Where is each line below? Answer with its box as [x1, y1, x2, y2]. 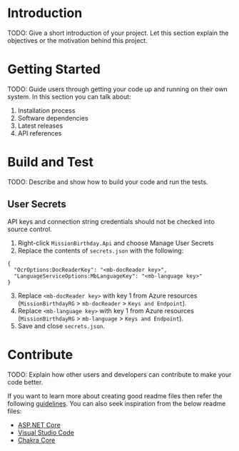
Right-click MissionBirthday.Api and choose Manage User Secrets [17, 238, 214, 247]
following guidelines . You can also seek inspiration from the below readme [7, 399, 226, 407]
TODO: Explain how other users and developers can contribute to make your [7, 370, 232, 379]
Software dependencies [17, 113, 88, 122]
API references [17, 128, 62, 137]
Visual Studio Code [17, 428, 75, 437]
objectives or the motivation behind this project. [7, 36, 148, 44]
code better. [7, 377, 44, 386]
